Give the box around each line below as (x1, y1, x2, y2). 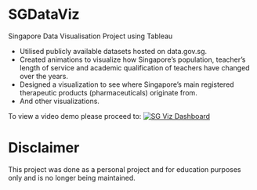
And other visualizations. (19, 96, 100, 106)
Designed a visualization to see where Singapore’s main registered (19, 80, 234, 89)
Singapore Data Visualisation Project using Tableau (8, 31, 173, 41)
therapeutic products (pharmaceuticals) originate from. (19, 88, 197, 97)
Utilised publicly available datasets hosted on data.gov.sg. (19, 46, 208, 56)
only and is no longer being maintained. (8, 173, 136, 182)
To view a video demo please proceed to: (8, 111, 142, 120)
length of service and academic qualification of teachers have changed (19, 63, 250, 72)
